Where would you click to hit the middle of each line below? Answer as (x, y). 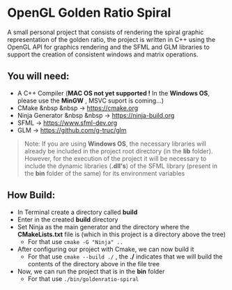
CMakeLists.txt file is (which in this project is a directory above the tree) (122, 234)
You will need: (38, 76)
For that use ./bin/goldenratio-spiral (83, 278)
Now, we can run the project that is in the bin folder (91, 271)
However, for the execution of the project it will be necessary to (115, 158)
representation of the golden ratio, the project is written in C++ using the (111, 39)
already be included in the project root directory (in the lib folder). (118, 151)
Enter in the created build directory (68, 219)
